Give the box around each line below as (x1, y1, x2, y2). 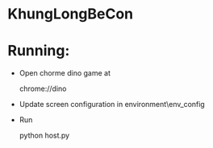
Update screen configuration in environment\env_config (19, 100, 205, 109)
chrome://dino (19, 84, 67, 93)
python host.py (19, 130, 70, 141)
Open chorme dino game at (19, 68, 111, 78)
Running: (7, 42, 70, 60)
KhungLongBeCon (7, 5, 134, 23)
